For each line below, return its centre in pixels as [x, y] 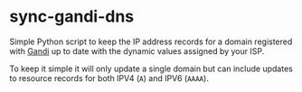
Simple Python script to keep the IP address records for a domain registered [151, 41]
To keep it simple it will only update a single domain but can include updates [151, 69]
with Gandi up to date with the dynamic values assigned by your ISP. [137, 51]
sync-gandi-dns [72, 17]
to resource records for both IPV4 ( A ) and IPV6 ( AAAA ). [109, 78]
